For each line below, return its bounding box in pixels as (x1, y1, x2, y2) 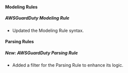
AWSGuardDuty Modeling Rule (5, 15, 70, 21)
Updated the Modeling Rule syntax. (12, 27, 84, 33)
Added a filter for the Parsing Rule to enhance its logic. (12, 62, 124, 68)
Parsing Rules (5, 39, 34, 45)
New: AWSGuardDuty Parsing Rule (5, 49, 78, 56)
